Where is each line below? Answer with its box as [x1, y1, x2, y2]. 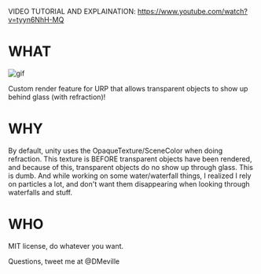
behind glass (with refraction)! [8, 92, 106, 102]
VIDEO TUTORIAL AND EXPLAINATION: [8, 7, 136, 16]
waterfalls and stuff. [8, 187, 73, 197]
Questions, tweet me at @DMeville [8, 256, 120, 266]
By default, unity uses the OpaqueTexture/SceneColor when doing [8, 146, 223, 155]
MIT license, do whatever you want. [8, 241, 124, 250]
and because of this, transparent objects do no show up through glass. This [8, 162, 254, 172]
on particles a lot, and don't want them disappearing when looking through [8, 179, 250, 188]
